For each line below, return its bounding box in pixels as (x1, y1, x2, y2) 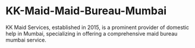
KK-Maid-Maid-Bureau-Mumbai (5, 4, 167, 18)
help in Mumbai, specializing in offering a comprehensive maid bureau (5, 30, 178, 37)
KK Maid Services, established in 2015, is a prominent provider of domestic (5, 24, 190, 31)
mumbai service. (5, 36, 47, 43)
